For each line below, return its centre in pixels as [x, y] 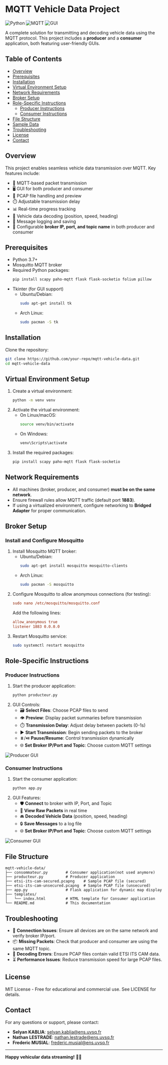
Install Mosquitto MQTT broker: [44, 551]
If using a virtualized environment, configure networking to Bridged [82, 505]
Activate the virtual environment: [46, 410]
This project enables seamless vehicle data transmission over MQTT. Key [80, 168]
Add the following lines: [36, 613]
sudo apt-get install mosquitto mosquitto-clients [74, 566]
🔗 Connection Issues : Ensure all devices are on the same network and [85, 930]
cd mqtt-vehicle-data [28, 363]
